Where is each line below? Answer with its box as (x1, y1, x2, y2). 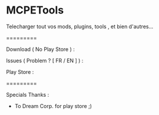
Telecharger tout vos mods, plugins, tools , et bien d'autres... (6, 23, 154, 30)
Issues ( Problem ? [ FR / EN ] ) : (6, 57, 84, 64)
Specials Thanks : (6, 91, 49, 98)
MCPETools (6, 4, 64, 17)
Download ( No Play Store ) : (6, 45, 75, 53)
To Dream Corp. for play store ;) (14, 102, 92, 109)
